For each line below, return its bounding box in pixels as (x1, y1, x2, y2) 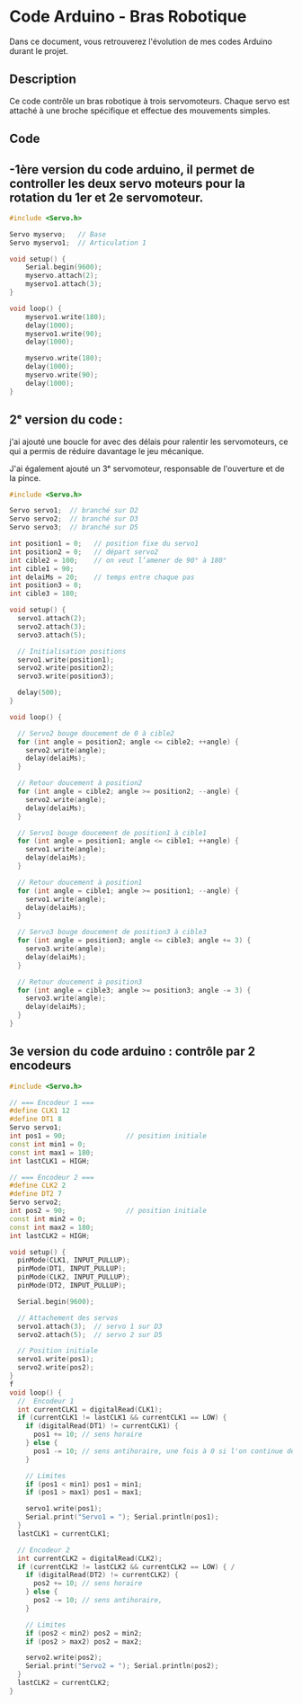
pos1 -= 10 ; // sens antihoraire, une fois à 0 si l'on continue (32, 1446, 283, 1456)
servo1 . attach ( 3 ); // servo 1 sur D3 (17, 1322, 164, 1331)
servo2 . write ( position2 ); (17, 664, 115, 673)
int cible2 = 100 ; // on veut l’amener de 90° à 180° (9, 556, 227, 565)
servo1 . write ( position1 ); (17, 655, 115, 665)
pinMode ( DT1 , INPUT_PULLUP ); (17, 1264, 127, 1273)
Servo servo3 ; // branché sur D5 (9, 523, 139, 532)
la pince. (9, 472, 41, 483)
